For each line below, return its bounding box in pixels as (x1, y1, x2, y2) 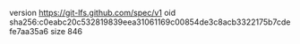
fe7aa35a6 (9, 26, 49, 36)
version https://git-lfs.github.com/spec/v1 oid (9, 8, 176, 18)
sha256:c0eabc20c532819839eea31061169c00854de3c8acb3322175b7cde (9, 17, 291, 27)
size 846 (50, 26, 83, 36)
